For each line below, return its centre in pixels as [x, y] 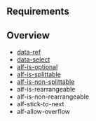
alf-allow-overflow [43, 112]
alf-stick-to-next [40, 104]
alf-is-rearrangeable [46, 90]
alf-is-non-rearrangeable [53, 97]
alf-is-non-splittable [46, 82]
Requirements [38, 12]
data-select [33, 59]
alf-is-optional [37, 67]
